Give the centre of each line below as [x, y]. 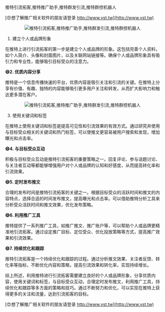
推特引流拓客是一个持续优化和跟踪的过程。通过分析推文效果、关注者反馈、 [80, 259]
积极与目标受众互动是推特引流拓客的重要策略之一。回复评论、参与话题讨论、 [82, 159]
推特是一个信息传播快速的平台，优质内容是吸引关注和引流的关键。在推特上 [80, 82]
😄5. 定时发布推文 [23, 182]
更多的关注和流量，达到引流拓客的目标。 [50, 294]
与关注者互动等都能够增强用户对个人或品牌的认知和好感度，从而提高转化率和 [82, 165]
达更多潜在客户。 [22, 94]
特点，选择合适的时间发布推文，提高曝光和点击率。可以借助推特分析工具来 [84, 199]
